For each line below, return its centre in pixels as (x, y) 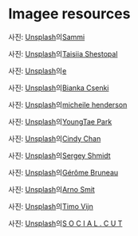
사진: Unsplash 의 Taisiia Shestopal (63, 53)
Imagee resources (69, 14)
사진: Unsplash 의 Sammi (47, 37)
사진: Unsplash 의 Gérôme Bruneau (63, 172)
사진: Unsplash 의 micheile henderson (68, 104)
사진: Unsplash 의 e (37, 71)
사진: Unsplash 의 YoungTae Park (60, 121)
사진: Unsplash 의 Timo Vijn (51, 206)
